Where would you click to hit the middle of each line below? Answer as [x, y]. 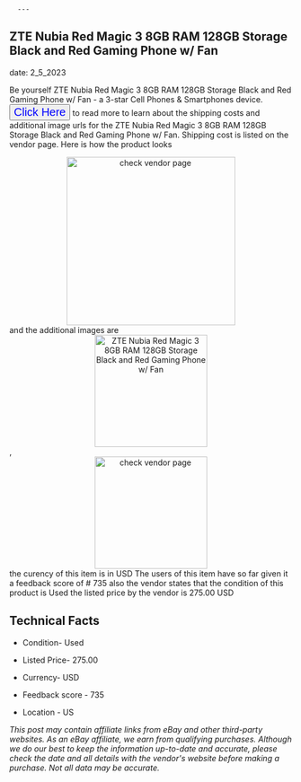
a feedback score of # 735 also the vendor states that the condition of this [146, 583]
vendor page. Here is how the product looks [91, 144]
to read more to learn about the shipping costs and [166, 112]
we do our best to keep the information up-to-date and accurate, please [143, 748]
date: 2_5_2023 [38, 72]
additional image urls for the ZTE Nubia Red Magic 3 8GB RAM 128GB [138, 125]
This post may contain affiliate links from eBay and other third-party [136, 729]
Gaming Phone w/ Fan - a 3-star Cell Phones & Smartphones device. [136, 99]
